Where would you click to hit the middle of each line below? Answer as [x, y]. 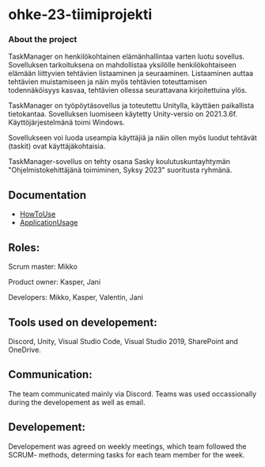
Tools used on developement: [83, 322]
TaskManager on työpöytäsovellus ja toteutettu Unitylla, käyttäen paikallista [131, 105]
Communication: [50, 375]
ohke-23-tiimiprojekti [80, 15]
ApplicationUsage [49, 223]
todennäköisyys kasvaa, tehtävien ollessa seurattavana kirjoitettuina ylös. [128, 90]
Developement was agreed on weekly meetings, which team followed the [127, 446]
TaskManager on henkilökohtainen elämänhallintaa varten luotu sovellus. [127, 56]
